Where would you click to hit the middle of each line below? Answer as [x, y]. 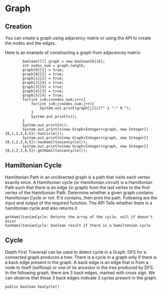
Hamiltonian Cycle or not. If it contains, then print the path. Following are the [81, 197]
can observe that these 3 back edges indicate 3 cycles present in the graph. [81, 278]
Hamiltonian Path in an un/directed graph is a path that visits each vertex [78, 177]
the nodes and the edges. [31, 43]
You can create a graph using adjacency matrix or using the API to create [78, 38]
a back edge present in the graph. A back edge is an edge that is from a [77, 262]
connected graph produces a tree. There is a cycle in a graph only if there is [81, 257]
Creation [18, 26]
